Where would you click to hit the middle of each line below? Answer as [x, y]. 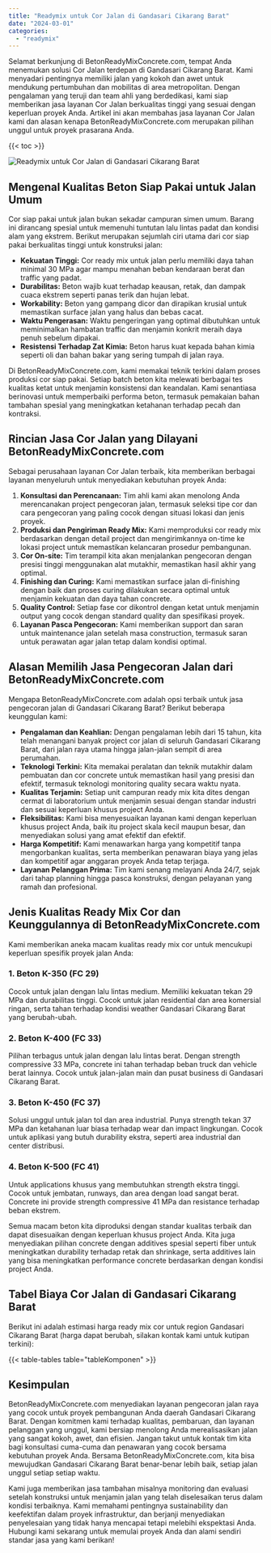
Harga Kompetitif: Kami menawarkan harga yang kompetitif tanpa [130, 844]
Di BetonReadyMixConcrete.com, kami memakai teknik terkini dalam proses [135, 371]
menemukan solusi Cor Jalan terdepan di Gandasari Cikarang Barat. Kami [131, 70]
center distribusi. [36, 1146]
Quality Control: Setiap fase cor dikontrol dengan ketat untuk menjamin [140, 607]
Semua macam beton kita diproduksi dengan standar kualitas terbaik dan [130, 1225]
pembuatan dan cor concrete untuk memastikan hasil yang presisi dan [137, 775]
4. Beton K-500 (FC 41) [54, 1167]
